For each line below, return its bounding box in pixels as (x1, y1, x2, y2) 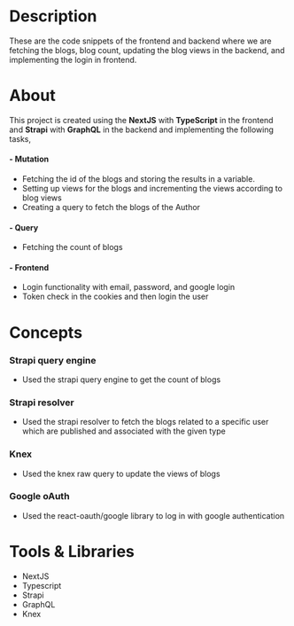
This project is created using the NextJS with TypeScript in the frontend (9, 114, 274, 125)
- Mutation (9, 153, 50, 165)
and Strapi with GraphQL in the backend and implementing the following (9, 124, 275, 135)
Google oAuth (9, 490, 70, 503)
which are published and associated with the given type (21, 426, 226, 436)
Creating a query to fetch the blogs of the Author (21, 202, 201, 213)
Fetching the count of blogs (21, 242, 123, 253)
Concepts (9, 322, 82, 342)
